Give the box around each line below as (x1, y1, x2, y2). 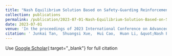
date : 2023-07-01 (5, 21, 42, 27)
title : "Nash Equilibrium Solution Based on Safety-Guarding (5, 7, 139, 13)
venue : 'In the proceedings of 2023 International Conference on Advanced (5, 26, 168, 32)
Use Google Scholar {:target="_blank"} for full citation (5, 45, 118, 51)
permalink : (5, 17, 29, 22)
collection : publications (5, 12, 60, 17)
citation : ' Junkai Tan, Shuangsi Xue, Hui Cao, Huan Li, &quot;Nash (5, 31, 164, 36)
